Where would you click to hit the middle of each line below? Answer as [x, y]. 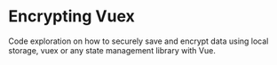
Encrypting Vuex [71, 16]
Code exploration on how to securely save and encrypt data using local [138, 41]
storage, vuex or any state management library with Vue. [112, 50]
